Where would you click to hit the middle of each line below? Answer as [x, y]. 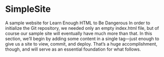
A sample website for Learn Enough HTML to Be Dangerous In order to [78, 23]
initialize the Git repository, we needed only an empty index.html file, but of [82, 28]
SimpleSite [28, 9]
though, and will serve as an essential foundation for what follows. [73, 49]
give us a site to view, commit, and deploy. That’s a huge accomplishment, [81, 44]
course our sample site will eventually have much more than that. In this [79, 33]
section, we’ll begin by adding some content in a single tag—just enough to [82, 39]
